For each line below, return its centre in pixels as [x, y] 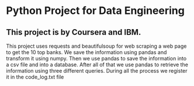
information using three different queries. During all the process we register [97, 71]
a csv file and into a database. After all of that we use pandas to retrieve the [97, 64]
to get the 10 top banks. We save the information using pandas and [86, 52]
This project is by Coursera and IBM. [74, 32]
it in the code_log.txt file [35, 77]
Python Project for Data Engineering [96, 11]
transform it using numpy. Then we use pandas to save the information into [96, 58]
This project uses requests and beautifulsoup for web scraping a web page [96, 46]
